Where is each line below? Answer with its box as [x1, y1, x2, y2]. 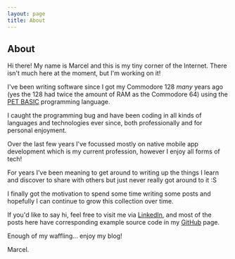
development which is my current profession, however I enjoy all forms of [7, 147, 220, 156]
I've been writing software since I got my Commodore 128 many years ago [7, 82, 224, 91]
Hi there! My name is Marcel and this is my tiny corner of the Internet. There [7, 61, 227, 70]
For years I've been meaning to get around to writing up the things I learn [7, 168, 220, 177]
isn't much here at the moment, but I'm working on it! [7, 69, 161, 77]
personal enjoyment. [7, 126, 67, 134]
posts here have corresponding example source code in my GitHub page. [7, 218, 220, 227]
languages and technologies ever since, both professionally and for [7, 119, 203, 127]
